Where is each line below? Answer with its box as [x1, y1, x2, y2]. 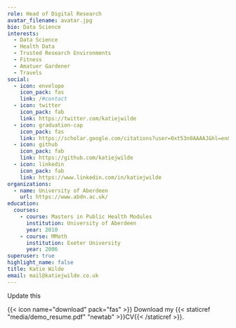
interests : [7, 30, 39, 37]
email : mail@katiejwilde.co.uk [7, 272, 99, 279]
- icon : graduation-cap [13, 121, 83, 129]
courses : [13, 207, 39, 214]
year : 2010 [25, 226, 58, 233]
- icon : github [13, 141, 58, 149]
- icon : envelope [13, 82, 65, 89]
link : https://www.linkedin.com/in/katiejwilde [20, 174, 162, 181]
